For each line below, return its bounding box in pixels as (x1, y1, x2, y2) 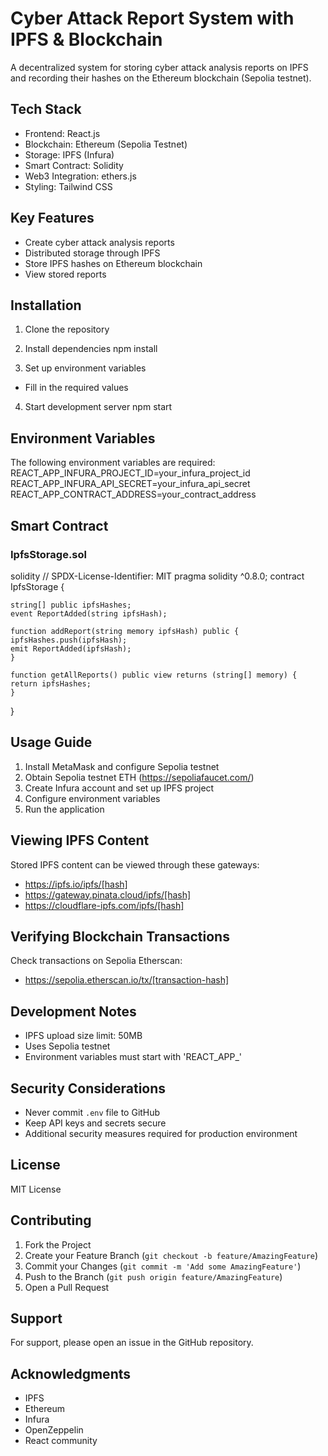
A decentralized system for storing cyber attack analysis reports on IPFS (10, 61, 309, 73)
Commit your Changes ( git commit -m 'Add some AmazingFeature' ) (24, 1260, 302, 1272)
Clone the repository (24, 323, 110, 336)
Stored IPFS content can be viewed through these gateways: (10, 858, 260, 871)
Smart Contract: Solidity (24, 159, 124, 171)
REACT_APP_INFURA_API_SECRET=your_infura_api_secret (10, 478, 251, 490)
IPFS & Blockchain (10, 28, 163, 51)
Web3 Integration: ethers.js (24, 170, 137, 182)
